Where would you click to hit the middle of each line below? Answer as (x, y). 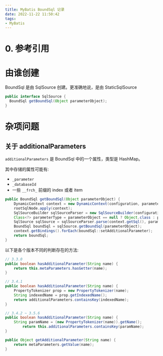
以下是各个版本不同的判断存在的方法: (42, 250)
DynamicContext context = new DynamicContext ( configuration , (77, 204)
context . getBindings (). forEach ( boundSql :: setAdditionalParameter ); (83, 231)
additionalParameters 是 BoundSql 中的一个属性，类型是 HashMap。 (74, 159)
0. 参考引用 (27, 49)
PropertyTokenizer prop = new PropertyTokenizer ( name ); (72, 291)
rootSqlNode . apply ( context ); (43, 208)
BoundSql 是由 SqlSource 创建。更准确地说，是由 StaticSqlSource (71, 87)
